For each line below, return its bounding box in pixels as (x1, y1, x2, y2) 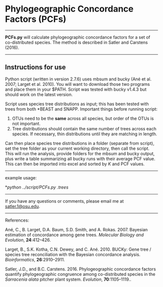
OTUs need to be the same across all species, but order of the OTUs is (12, 115, 154, 121)
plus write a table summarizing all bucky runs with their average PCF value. (5, 156, 155, 161)
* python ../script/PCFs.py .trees (5, 184, 69, 190)
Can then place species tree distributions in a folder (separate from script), (5, 140, 154, 146)
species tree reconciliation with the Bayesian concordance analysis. (5, 251, 141, 257)
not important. (12, 120, 41, 127)
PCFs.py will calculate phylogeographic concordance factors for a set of (5, 34, 150, 40)
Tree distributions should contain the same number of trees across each (12, 126, 157, 131)
